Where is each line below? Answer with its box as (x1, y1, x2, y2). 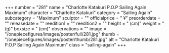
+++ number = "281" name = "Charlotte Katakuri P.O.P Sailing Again (5, 5, 147, 10)
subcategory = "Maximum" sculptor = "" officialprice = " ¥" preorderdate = (5, 15, 161, 21)
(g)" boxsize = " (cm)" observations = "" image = (5, 26, 107, 32)
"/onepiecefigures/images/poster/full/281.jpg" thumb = (5, 31, 119, 37)
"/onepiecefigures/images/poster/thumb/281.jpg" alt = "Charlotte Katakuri (5, 36, 159, 42)
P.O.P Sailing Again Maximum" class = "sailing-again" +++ (5, 42, 126, 47)
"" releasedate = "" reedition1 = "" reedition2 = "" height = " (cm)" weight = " (5, 20, 164, 26)
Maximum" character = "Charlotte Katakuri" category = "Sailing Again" (5, 10, 153, 16)
